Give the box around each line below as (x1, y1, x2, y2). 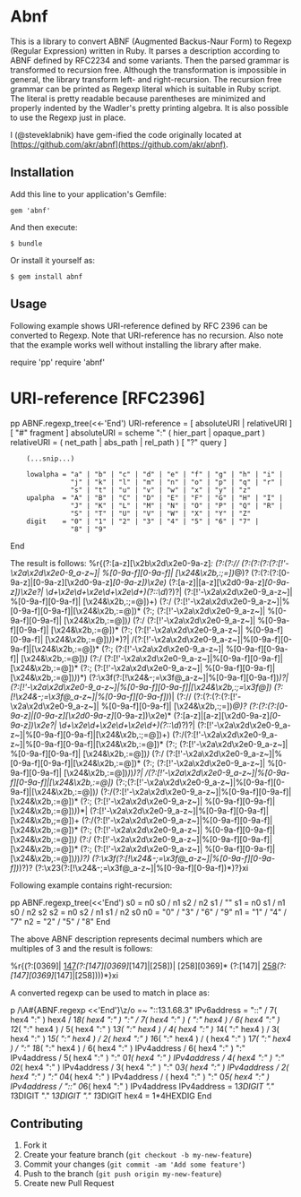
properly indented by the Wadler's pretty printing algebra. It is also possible (10, 102, 289, 113)
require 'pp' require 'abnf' (10, 357, 106, 367)
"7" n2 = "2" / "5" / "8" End (10, 916, 111, 926)
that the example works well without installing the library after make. (10, 339, 262, 350)
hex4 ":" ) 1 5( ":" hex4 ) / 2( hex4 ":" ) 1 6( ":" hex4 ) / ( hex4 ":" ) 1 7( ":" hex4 (10, 1033, 292, 1044)
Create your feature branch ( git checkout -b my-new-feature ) (22, 1150, 253, 1160)
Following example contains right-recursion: (10, 880, 173, 891)
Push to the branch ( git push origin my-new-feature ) (22, 1168, 222, 1179)
